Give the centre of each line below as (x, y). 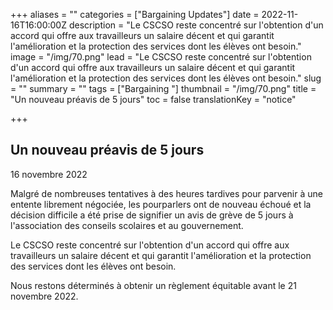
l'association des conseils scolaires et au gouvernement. (127, 225)
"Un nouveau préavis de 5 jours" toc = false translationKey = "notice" (153, 99)
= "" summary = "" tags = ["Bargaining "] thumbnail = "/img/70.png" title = (163, 88)
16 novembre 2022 (49, 174)
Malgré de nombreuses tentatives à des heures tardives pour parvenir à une (166, 193)
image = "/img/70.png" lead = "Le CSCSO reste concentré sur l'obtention (161, 57)
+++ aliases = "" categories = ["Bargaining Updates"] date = (135, 14)
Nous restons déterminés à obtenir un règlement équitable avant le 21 (153, 285)
